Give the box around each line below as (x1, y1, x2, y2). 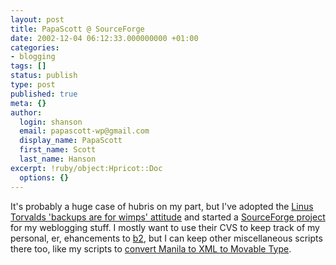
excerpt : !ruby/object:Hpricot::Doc (10, 163, 163, 173)
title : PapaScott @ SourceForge (10, 24, 145, 34)
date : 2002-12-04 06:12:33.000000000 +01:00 (10, 33, 199, 43)
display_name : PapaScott (19, 136, 123, 146)
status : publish (10, 71, 78, 81)
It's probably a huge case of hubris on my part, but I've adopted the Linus (10, 200, 314, 212)
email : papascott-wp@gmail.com (19, 126, 150, 136)
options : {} (19, 172, 70, 183)
